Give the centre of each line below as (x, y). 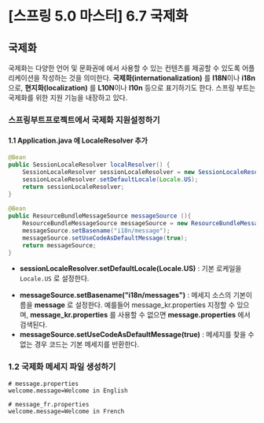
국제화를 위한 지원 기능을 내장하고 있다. (68, 98)
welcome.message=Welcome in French (66, 411)
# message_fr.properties (49, 404)
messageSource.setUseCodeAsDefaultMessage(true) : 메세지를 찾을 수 (137, 335)
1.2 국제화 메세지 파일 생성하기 (62, 367)
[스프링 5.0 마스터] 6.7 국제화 (98, 16)
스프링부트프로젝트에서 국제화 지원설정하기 (84, 120)
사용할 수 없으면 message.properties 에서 (184, 315)
